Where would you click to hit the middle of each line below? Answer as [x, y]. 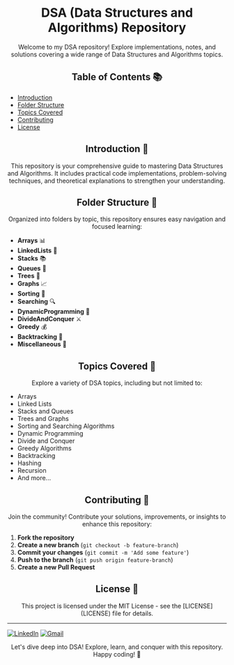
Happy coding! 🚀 [117, 654]
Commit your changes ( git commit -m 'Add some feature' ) [103, 552]
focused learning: [117, 227]
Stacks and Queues [45, 411]
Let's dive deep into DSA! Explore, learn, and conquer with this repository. [117, 647]
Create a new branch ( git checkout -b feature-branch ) [98, 545]
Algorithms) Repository [117, 28]
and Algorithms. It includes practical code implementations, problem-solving [117, 173]
